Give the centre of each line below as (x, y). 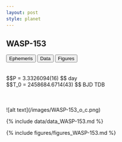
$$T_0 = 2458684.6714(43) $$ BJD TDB (56, 85)
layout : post (22, 12)
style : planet (24, 19)
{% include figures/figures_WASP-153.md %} (61, 133)
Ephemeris (21, 59)
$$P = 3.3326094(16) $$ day (42, 78)
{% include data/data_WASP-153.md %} (55, 121)
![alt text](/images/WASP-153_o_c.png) (53, 110)
